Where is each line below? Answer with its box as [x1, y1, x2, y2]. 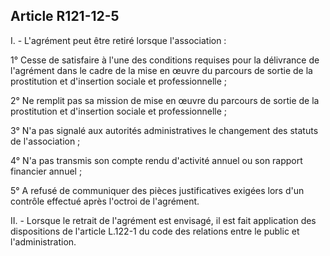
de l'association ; [10, 135, 81, 147]
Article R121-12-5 [10, 8, 120, 25]
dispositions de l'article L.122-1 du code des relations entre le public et [10, 225, 300, 237]
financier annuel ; [10, 165, 83, 177]
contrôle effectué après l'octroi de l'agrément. [10, 195, 200, 207]
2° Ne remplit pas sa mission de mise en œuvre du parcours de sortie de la [10, 94, 320, 106]
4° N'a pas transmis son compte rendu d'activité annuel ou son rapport [10, 154, 303, 166]
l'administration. [10, 235, 77, 248]
